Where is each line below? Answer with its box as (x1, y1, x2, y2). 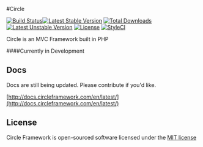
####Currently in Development (6, 47, 84, 55)
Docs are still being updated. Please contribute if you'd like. (6, 81, 157, 88)
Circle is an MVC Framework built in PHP (6, 36, 109, 42)
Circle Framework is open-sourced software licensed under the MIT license (6, 134, 197, 141)
